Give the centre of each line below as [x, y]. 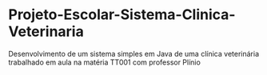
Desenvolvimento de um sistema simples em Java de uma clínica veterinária [134, 53]
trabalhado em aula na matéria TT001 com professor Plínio [105, 62]
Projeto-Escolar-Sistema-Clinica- [122, 15]
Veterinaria [46, 32]
